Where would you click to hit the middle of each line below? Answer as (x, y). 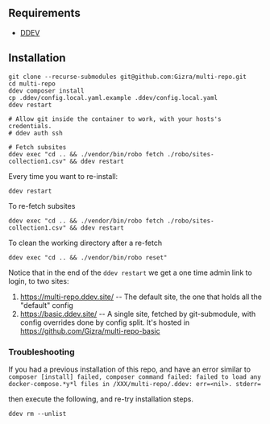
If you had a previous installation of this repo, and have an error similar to (130, 369)
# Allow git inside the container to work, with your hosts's (115, 119)
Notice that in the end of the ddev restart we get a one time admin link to (130, 272)
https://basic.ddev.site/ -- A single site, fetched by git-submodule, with (138, 314)
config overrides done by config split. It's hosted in (105, 322)
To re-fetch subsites (42, 206)
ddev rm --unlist (37, 414)
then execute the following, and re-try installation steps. (101, 399)
